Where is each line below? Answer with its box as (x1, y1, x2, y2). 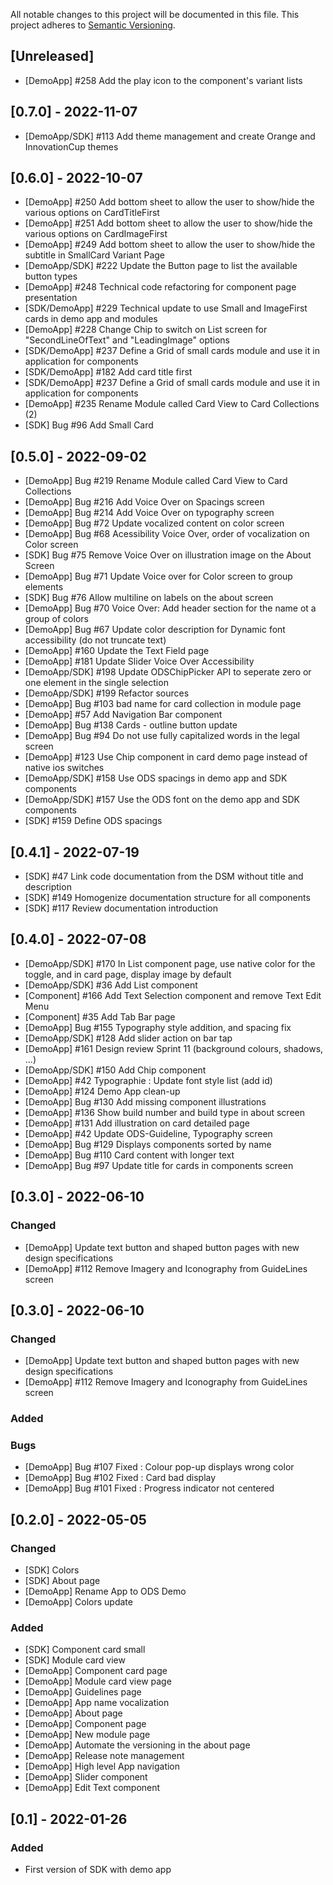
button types (24, 270, 78, 283)
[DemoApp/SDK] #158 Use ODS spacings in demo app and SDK (24, 772, 288, 784)
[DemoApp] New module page (24, 1729, 151, 1741)
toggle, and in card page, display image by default (24, 968, 232, 980)
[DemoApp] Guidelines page (24, 1686, 142, 1698)
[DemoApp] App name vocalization (24, 1697, 170, 1709)
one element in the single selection (24, 677, 169, 689)
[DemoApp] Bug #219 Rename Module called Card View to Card (24, 475, 288, 487)
